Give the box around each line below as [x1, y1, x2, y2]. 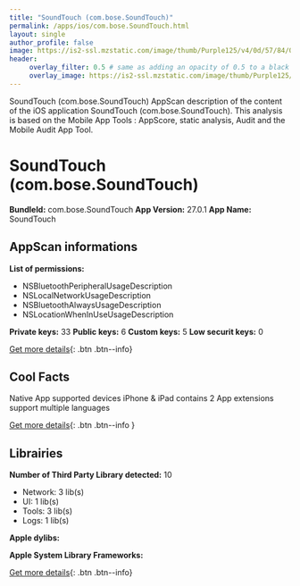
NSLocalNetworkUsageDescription [21, 289, 152, 300]
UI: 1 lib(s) [21, 497, 60, 507]
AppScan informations [9, 239, 138, 255]
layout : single [9, 29, 66, 38]
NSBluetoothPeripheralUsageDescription [21, 280, 172, 291]
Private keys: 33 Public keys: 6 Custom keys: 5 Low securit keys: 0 [9, 326, 263, 337]
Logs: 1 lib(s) [21, 515, 70, 526]
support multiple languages [9, 403, 110, 414]
